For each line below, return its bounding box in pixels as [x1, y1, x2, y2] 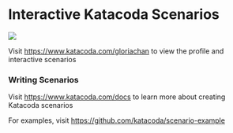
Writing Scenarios [8, 74, 79, 85]
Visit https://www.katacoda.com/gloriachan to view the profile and [8, 46, 224, 56]
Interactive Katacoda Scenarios [8, 6, 220, 24]
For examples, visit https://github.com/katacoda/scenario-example [8, 116, 225, 125]
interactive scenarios [8, 54, 77, 64]
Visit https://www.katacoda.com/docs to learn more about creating [8, 92, 226, 102]
